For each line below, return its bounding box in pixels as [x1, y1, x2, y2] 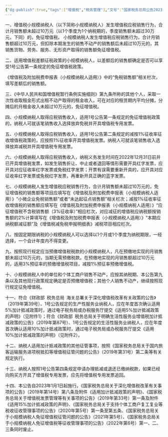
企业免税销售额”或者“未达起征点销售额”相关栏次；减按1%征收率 [26, 196, 157, 202]
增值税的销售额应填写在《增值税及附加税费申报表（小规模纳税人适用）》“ [9, 202, 158, 208]
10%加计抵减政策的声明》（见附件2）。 [5, 332, 82, 338]
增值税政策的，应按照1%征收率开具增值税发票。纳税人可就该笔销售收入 [9, 137, 156, 143]
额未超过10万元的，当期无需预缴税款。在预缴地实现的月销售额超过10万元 [5, 254, 155, 260]
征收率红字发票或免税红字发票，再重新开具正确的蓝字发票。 [5, 173, 128, 179]
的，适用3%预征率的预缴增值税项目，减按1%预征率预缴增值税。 [5, 261, 136, 267]
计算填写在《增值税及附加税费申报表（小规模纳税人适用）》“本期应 [25, 214, 161, 220]
